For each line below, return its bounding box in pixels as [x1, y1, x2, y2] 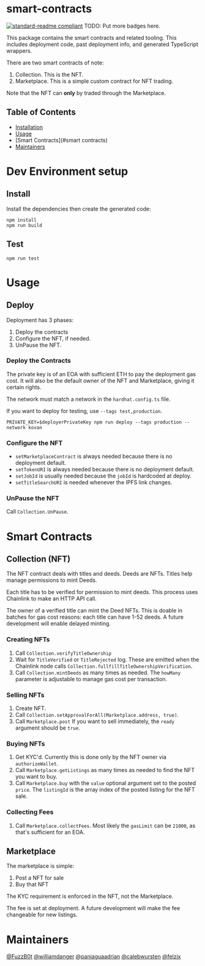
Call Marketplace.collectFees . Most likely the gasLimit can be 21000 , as [15, 822, 196, 829]
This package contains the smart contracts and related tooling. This [6, 34, 177, 41]
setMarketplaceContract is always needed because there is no [15, 453, 173, 460]
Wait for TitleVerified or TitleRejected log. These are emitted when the [15, 655, 199, 663]
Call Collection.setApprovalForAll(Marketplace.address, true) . [15, 711, 179, 719]
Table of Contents [6, 107, 76, 118]
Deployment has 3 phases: [6, 316, 74, 323]
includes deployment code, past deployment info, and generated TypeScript [6, 41, 199, 48]
